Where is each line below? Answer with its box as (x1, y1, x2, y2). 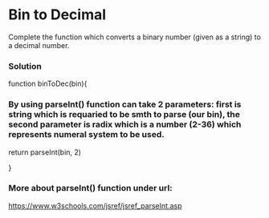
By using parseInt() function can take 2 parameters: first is (8, 99, 242, 110)
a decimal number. (8, 40, 70, 50)
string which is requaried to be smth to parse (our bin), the (8, 109, 241, 120)
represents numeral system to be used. (8, 129, 165, 140)
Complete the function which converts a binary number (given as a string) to (8, 32, 261, 42)
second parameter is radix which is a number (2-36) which (8, 119, 242, 130)
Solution (8, 60, 43, 71)
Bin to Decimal (8, 6, 107, 24)
